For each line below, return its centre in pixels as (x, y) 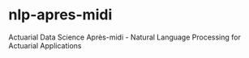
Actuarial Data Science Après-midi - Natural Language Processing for (124, 37)
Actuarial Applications (45, 45)
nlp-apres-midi (60, 15)
